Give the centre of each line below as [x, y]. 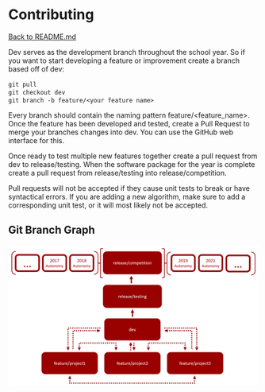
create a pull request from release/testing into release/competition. [117, 173]
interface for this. [36, 140]
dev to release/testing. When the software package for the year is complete [132, 164]
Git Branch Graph [52, 230]
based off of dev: [36, 68]
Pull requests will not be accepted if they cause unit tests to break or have [129, 188]
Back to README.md [42, 37]
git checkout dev [37, 92]
